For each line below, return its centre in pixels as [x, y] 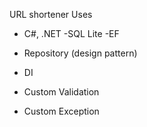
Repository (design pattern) [80, 53]
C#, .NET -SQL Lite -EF [71, 33]
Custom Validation [61, 92]
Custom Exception [61, 111]
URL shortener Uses [51, 14]
